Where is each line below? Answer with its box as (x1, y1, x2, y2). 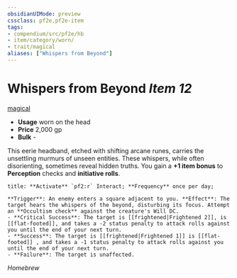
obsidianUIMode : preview (7, 10, 81, 18)
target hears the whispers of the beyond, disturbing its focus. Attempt (7, 201, 231, 208)
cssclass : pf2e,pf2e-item (7, 17, 84, 24)
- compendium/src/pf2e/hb (7, 30, 84, 38)
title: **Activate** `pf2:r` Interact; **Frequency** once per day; (7, 182, 214, 190)
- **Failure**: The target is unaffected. (7, 251, 135, 258)
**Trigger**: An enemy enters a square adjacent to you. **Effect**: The (7, 195, 231, 202)
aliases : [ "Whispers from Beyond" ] (7, 50, 113, 57)
